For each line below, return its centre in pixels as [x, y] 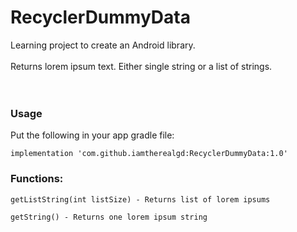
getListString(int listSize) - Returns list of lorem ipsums [140, 199]
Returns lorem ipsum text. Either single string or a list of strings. [141, 66]
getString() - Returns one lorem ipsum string [109, 217]
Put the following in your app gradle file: [92, 135]
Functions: [37, 179]
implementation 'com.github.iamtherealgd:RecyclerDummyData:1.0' [149, 154]
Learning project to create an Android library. [103, 45]
